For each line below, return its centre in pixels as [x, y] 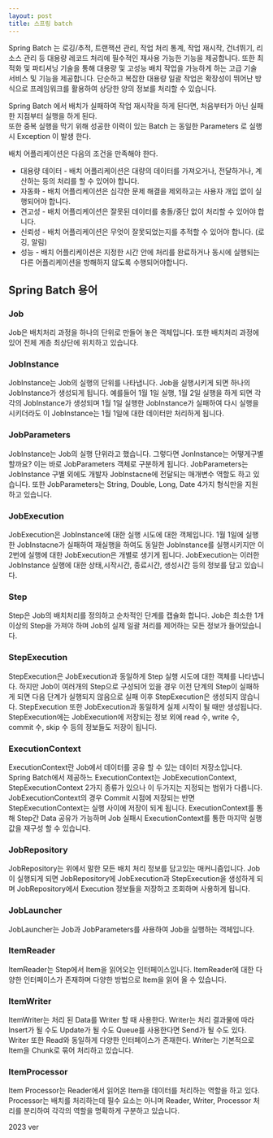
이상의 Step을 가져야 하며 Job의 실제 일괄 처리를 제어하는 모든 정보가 [118, 626]
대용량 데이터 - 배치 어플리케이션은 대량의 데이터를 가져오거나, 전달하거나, [136, 171]
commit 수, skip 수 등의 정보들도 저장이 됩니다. [82, 727]
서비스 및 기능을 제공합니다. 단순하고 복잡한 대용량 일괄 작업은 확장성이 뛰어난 [131, 78]
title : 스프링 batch [41, 24]
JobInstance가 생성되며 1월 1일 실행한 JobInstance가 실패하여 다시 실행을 [141, 403]
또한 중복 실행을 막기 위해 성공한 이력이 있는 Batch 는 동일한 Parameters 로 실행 [135, 126]
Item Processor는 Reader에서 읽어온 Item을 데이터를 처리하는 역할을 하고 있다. [134, 1091]
